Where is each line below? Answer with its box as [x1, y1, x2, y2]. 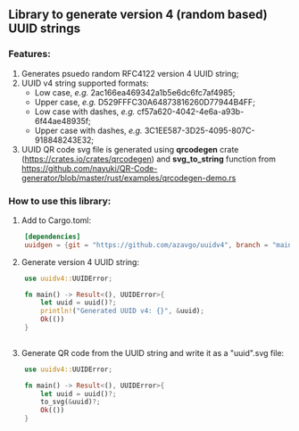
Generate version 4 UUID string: [21, 256, 140, 267]
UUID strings [8, 21, 81, 37]
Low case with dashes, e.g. [34, 106, 136, 117]
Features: [8, 48, 51, 61]
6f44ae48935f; [34, 115, 91, 126]
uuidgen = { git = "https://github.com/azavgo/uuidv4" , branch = [24, 240, 269, 249]
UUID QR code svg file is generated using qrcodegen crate [21, 144, 239, 154]
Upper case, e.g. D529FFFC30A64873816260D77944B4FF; [34, 96, 256, 107]
